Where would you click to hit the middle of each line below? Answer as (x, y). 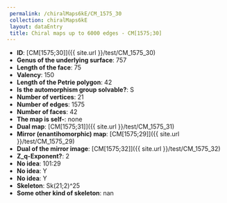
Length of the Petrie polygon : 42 (64, 82)
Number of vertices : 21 (50, 97)
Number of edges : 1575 (50, 104)
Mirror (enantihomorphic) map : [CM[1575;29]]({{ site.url (98, 134)
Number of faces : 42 (47, 112)
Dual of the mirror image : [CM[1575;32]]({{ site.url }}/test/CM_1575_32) (118, 149)
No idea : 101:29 (39, 163)
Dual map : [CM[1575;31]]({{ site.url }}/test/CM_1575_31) (95, 127)
